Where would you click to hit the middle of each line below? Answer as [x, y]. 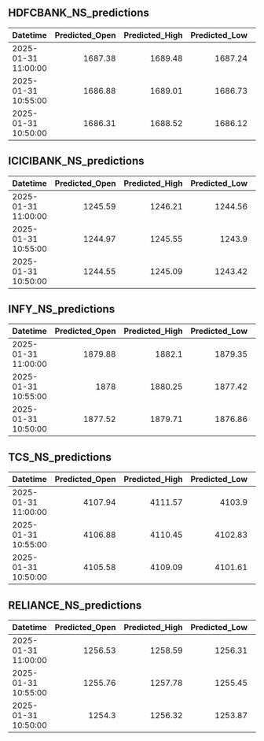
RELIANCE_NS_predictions [75, 605]
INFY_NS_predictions [62, 309]
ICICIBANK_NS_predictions [76, 161]
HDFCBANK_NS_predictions [79, 13]
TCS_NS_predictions [60, 457]
